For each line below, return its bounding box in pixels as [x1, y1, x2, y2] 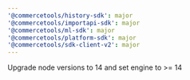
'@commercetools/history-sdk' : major [7, 11, 133, 20]
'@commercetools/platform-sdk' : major [7, 33, 137, 42]
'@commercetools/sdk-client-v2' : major [7, 41, 141, 49]
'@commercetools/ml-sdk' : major [7, 26, 115, 34]
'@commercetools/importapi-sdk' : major [7, 19, 141, 27]
